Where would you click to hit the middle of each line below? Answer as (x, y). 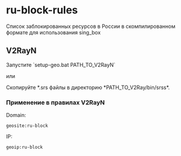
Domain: (16, 115)
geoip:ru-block (25, 147)
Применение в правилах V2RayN (55, 102)
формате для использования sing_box (53, 32)
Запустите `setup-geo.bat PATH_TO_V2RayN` (61, 65)
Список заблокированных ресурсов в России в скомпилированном (91, 26)
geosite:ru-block (27, 126)
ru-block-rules (42, 10)
